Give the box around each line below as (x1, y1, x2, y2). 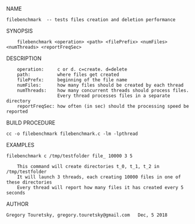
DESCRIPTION (6, 55, 42, 62)
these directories (6, 179, 52, 185)
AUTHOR (6, 201, 29, 207)
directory (6, 98, 31, 104)
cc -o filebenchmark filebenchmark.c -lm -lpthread (6, 131, 138, 137)
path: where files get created (17, 72, 119, 78)
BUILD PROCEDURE (6, 119, 56, 126)
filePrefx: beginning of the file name (17, 77, 128, 83)
